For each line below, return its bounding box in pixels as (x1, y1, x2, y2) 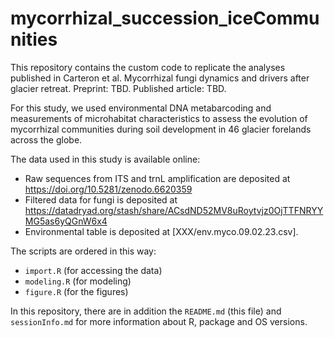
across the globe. (10, 133, 83, 146)
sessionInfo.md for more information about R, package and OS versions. (10, 315, 308, 327)
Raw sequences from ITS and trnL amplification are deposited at (24, 172, 291, 184)
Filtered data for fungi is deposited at (24, 193, 178, 206)
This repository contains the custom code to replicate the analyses (10, 61, 286, 73)
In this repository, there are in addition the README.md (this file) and (10, 305, 282, 317)
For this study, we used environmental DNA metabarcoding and (10, 102, 272, 114)
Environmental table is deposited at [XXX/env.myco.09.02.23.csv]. (24, 225, 299, 237)
